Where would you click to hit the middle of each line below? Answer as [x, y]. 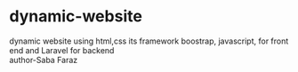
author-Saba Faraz [44, 60]
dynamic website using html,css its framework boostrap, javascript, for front [149, 41]
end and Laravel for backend [62, 50]
